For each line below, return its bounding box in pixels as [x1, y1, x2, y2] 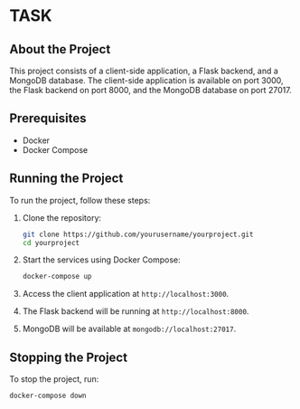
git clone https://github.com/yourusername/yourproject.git [22, 230, 254, 239]
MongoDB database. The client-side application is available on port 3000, [9, 75, 284, 86]
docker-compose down [9, 391, 88, 401]
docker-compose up [22, 272, 92, 281]
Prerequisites [9, 110, 87, 127]
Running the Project [9, 171, 124, 186]
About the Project [9, 42, 111, 57]
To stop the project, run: [9, 374, 99, 385]
